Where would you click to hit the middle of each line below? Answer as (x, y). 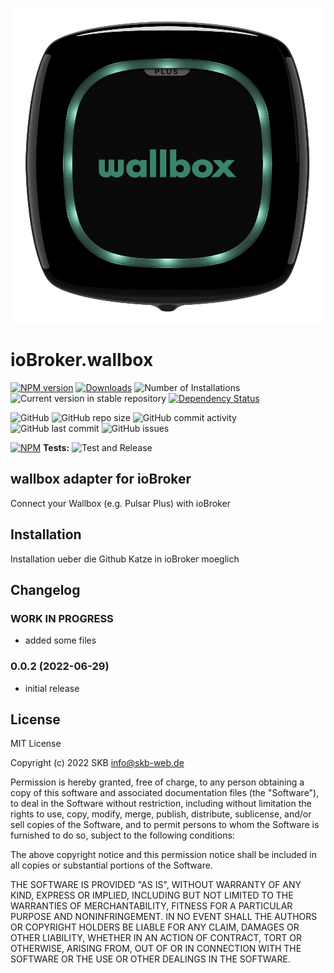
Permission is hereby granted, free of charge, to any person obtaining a (157, 782)
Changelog (45, 589)
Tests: (56, 447)
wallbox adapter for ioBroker (101, 479)
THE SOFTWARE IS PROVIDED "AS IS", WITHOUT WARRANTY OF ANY (156, 885)
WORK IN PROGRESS (62, 618)
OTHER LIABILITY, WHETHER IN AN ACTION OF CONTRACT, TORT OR (156, 938)
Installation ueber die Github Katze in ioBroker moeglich (125, 559)
